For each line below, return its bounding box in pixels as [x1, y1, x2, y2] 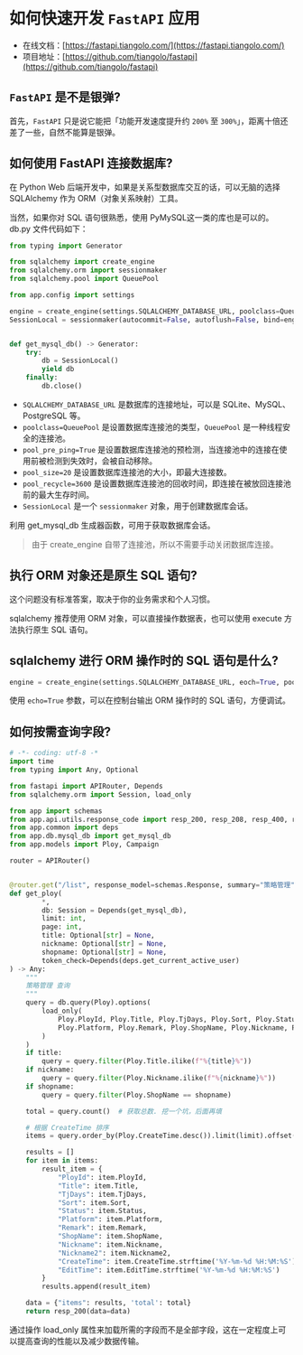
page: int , [41, 922, 83, 931]
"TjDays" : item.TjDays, [57, 1190, 147, 1199]
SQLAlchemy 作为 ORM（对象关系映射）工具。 [9, 192, 183, 203]
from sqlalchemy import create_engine [9, 257, 155, 266]
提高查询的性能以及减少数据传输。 [16, 1335, 144, 1346]
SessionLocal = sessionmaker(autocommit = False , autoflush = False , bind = [9, 315, 284, 324]
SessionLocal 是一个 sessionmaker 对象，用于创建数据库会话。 [22, 500, 253, 511]
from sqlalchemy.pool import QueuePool [9, 275, 160, 284]
